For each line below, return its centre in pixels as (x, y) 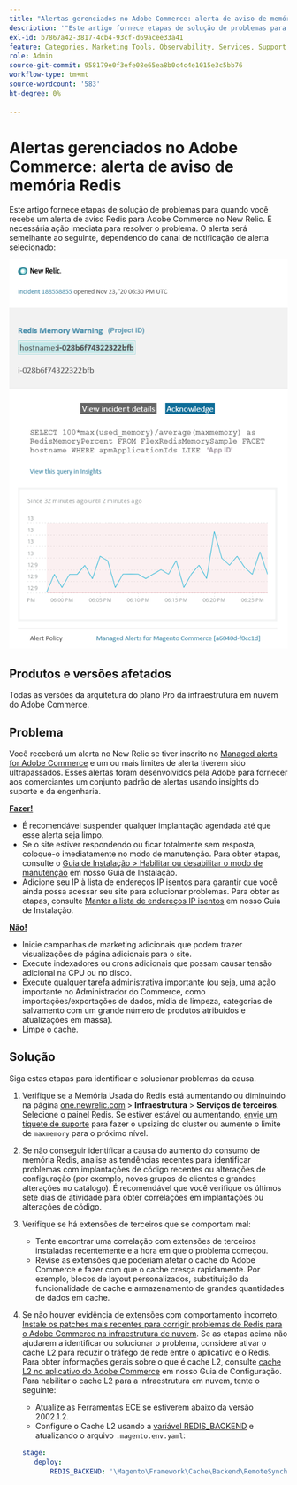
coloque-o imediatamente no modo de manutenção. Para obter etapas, (151, 854)
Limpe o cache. (50, 1029)
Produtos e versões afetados (91, 673)
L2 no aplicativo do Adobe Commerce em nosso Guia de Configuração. (152, 1371)
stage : (34, 1452)
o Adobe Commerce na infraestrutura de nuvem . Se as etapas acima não (155, 1334)
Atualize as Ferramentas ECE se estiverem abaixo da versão (145, 1407)
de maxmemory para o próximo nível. (85, 1133)
